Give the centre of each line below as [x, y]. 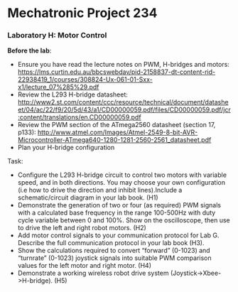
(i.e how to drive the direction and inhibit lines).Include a [100, 190]
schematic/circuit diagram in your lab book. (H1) [88, 198]
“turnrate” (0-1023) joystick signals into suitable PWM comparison [114, 258]
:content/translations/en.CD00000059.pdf [79, 117]
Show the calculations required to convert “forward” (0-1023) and [114, 251]
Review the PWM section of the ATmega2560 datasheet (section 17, [117, 125]
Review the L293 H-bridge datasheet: [72, 94]
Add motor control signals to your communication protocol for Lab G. [118, 235]
